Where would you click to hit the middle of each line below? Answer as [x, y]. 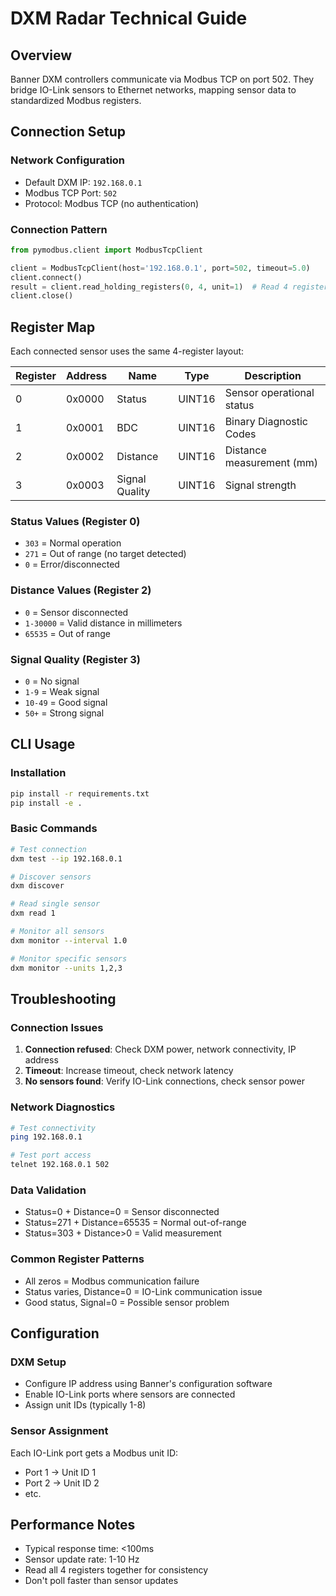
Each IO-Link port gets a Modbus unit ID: [94, 1453]
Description [273, 376]
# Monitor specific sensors [69, 958]
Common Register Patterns [77, 1259]
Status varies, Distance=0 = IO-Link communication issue [143, 1291]
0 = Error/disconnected [72, 564]
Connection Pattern [59, 229]
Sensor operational [269, 393]
